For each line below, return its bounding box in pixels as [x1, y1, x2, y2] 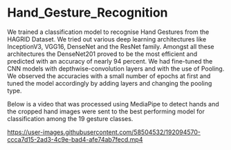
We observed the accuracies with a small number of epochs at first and [7, 71, 211, 80]
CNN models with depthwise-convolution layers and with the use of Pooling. [7, 64, 225, 73]
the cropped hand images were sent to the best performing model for [7, 107, 205, 115]
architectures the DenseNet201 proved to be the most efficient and [7, 50, 198, 58]
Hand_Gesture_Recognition [7, 5, 168, 21]
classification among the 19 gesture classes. [7, 114, 133, 122]
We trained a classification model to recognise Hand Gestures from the [7, 28, 210, 36]
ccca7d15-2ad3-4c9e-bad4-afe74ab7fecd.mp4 [7, 135, 143, 143]
